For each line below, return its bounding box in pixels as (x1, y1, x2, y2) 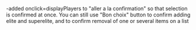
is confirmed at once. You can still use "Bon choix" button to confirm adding (6, 11, 191, 18)
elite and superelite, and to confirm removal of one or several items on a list (6, 18, 190, 24)
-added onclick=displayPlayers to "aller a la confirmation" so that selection (6, 5, 188, 12)
